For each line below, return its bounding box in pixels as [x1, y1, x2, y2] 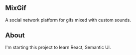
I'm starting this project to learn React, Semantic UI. [5, 44, 111, 50]
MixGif [5, 4, 26, 12]
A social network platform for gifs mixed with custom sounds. [5, 17, 131, 23]
